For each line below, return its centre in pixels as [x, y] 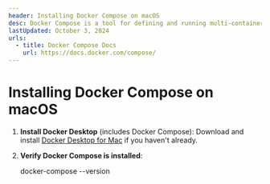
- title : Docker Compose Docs [66, 46]
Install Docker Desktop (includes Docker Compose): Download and [132, 131]
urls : [17, 38]
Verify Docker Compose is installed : [81, 155]
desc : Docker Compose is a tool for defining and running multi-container [136, 23]
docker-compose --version [65, 171]
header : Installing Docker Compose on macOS [84, 16]
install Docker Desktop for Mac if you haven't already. [109, 140]
